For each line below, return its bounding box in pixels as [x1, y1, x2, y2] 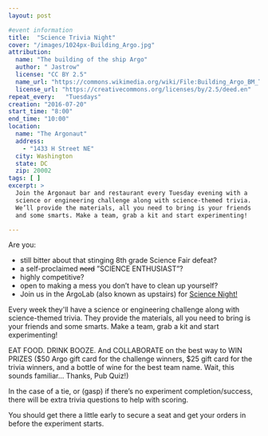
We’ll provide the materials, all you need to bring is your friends [15, 204, 251, 212]
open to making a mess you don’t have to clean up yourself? [19, 281, 219, 291]
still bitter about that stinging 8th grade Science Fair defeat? [19, 256, 218, 265]
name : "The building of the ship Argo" [15, 56, 148, 64]
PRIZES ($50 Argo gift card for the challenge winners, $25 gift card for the [8, 354, 253, 363]
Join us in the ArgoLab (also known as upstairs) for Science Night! [19, 289, 238, 299]
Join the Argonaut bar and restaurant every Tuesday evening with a [15, 189, 248, 197]
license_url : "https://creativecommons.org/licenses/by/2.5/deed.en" [15, 85, 251, 93]
